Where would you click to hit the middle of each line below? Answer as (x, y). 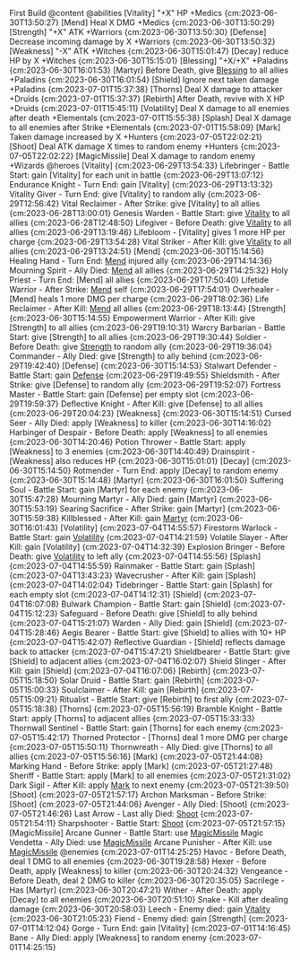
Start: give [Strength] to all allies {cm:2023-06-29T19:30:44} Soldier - (138, 337)
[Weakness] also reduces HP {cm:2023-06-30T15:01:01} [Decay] (129, 461)
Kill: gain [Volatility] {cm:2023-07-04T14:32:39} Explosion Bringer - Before (147, 547)
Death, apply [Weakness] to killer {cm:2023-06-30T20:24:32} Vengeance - (149, 871)
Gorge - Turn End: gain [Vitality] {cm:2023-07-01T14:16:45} (181, 928)
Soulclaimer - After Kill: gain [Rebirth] (130, 689)
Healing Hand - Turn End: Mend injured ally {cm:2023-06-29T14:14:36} (141, 261)
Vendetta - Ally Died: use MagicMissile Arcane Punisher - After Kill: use (141, 842)
